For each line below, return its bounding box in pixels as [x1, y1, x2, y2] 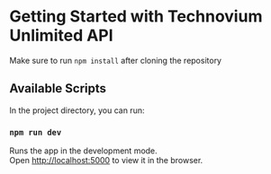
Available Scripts [9, 81, 106, 96]
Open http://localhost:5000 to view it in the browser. [9, 155, 203, 166]
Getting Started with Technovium [9, 6, 263, 27]
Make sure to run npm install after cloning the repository [9, 55, 222, 65]
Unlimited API [9, 25, 114, 46]
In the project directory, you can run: [9, 105, 145, 116]
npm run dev [9, 127, 62, 137]
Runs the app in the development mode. [9, 145, 158, 156]
